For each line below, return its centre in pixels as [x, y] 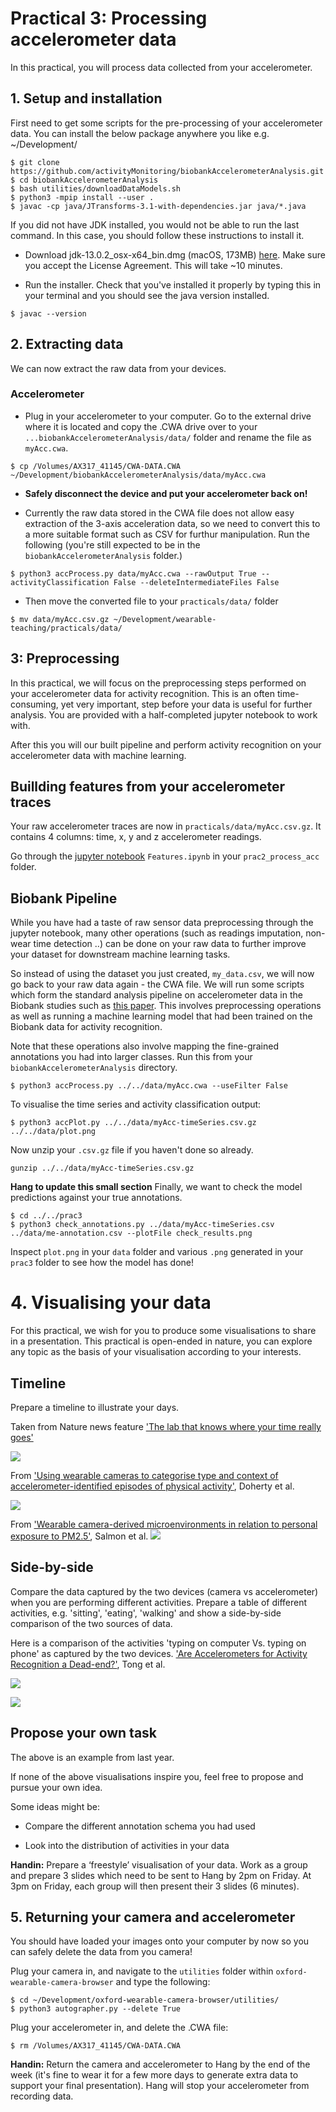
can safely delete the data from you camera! [101, 1952]
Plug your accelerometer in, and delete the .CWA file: [119, 2028]
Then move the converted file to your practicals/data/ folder [151, 601]
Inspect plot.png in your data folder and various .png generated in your [157, 1252]
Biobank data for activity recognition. [86, 1027]
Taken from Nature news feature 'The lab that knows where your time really [166, 1427]
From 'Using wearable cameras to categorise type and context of [144, 1476]
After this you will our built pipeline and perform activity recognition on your [166, 744]
